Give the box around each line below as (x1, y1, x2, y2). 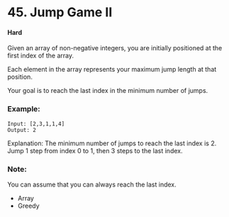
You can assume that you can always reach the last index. (7, 180, 177, 189)
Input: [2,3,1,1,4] (7, 120, 65, 128)
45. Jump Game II (7, 4, 113, 21)
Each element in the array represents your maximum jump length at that (7, 65, 217, 74)
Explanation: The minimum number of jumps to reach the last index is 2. (7, 139, 217, 148)
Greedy (17, 201, 40, 210)
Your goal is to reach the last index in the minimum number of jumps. (7, 87, 208, 95)
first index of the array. (7, 51, 74, 60)
